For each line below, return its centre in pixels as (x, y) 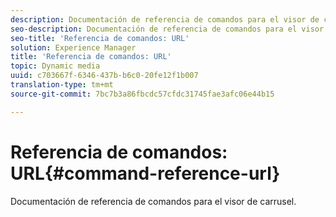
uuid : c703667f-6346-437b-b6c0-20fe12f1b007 (104, 76)
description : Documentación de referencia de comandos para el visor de (165, 19)
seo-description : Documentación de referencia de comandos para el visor (167, 29)
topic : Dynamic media (55, 66)
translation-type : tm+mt (62, 85)
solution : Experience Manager (73, 47)
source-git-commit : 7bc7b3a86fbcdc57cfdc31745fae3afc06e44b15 (142, 94)
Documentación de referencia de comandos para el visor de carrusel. (153, 201)
